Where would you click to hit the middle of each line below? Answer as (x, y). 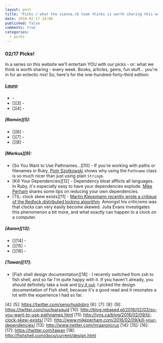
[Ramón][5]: (18, 119)
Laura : (12, 86)
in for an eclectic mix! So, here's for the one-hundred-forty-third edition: (77, 75)
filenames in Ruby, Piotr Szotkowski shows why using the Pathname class (84, 171)
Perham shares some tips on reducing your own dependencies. (75, 191)
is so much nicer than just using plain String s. (58, 176)
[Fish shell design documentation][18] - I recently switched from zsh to (83, 274)
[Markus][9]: (18, 153)
